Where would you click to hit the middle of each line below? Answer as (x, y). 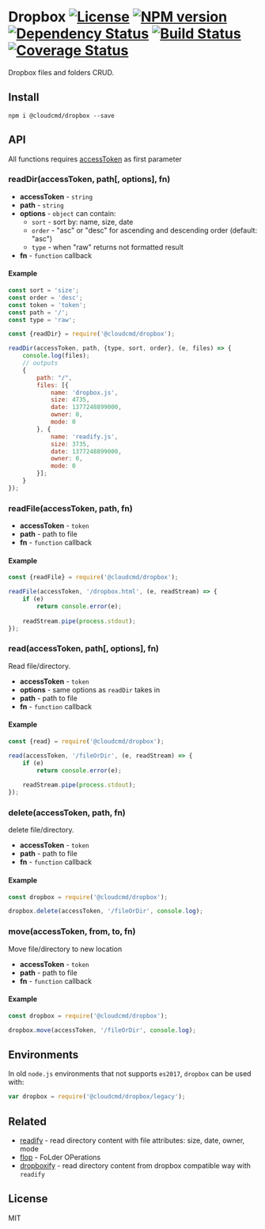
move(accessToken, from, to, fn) (72, 931)
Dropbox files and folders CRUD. (61, 72)
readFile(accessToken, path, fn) (70, 508)
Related (28, 1121)
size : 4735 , (70, 400)
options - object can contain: (68, 213)
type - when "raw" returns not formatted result (108, 247)
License (28, 1199)
